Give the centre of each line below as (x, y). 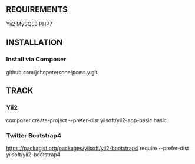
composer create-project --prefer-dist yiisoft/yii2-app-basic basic (86, 120)
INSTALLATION (34, 43)
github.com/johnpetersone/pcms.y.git (52, 72)
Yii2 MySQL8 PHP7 (29, 24)
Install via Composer (36, 60)
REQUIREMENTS (37, 10)
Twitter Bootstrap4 (34, 136)
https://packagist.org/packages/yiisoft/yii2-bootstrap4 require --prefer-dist (98, 148)
